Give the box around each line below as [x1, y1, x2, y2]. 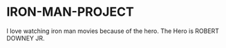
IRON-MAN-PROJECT [6, 4, 134, 20]
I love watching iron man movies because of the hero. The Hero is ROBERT [6, 27, 219, 35]
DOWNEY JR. [6, 34, 46, 42]
